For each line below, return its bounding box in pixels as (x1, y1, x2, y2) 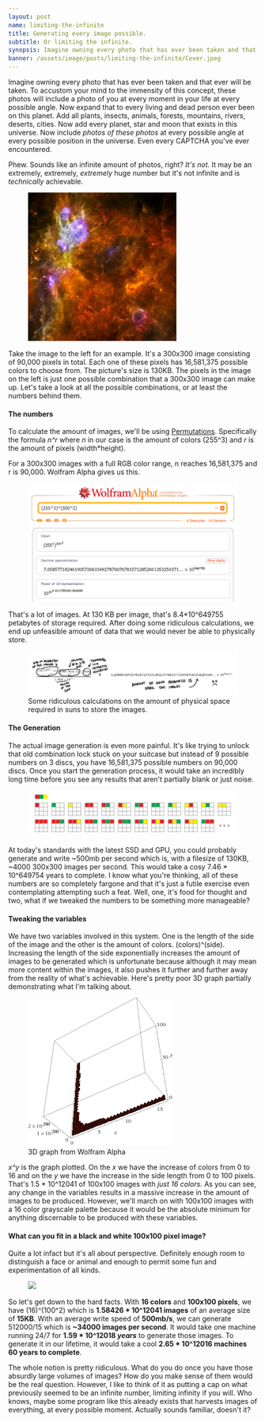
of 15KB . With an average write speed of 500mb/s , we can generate (8, 1314, 232, 1324)
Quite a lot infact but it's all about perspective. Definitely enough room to (8, 1249, 245, 1258)
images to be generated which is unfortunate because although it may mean (8, 956, 257, 966)
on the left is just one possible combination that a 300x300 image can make (8, 375, 256, 383)
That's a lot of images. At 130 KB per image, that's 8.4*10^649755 (8, 610, 224, 619)
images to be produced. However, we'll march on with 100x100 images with (8, 1196, 254, 1206)
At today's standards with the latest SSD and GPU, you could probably (8, 846, 237, 855)
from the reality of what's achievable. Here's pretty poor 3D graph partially (8, 974, 252, 983)
